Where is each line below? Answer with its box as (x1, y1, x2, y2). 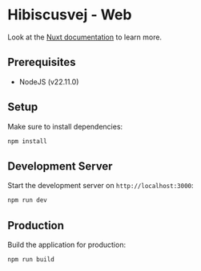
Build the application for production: (7, 240, 126, 249)
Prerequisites (7, 55, 76, 69)
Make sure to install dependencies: (7, 121, 123, 131)
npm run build (7, 255, 55, 263)
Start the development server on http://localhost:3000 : (7, 181, 194, 191)
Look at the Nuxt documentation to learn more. (7, 32, 162, 42)
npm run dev (7, 196, 47, 204)
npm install (7, 137, 47, 146)
